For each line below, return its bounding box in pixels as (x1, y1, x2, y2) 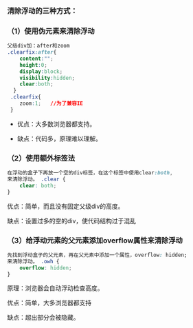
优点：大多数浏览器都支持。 (16, 119, 96, 128)
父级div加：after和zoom (7, 43, 70, 50)
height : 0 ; (19, 61, 48, 68)
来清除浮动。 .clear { (7, 176, 66, 183)
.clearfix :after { (7, 49, 57, 56)
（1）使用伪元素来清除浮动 (7, 26, 95, 36)
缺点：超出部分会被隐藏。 (7, 314, 80, 322)
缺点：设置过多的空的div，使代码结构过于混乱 (7, 216, 136, 225)
